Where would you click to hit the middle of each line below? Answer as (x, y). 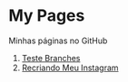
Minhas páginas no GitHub (58, 41)
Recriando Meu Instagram (70, 68)
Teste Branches (51, 58)
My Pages (47, 16)
